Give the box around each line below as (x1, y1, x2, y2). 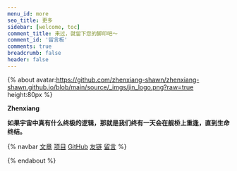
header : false (7, 56, 49, 63)
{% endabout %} (7, 156, 56, 165)
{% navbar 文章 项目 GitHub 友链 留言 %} (7, 142, 127, 151)
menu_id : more (7, 10, 49, 18)
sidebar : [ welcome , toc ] (7, 23, 80, 30)
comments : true (7, 43, 52, 50)
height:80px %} (7, 90, 53, 99)
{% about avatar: (7, 75, 56, 84)
